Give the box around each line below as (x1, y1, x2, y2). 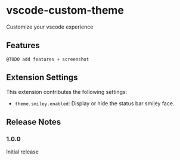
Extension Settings (6, 73, 78, 83)
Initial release (6, 148, 39, 155)
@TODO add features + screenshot (6, 56, 89, 62)
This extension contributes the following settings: (6, 88, 127, 95)
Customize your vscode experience (6, 23, 94, 30)
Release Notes (6, 117, 61, 127)
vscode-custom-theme (6, 4, 124, 17)
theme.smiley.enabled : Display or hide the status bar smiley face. (14, 99, 175, 107)
